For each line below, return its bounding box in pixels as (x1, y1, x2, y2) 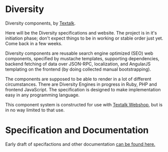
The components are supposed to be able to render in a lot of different (5, 76, 152, 82)
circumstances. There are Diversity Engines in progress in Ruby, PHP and (5, 81, 157, 87)
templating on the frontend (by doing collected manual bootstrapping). (5, 66, 151, 72)
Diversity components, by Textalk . (5, 20, 76, 26)
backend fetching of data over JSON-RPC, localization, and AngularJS (5, 61, 151, 67)
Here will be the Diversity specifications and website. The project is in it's (5, 30, 157, 36)
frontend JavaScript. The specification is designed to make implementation (5, 86, 161, 92)
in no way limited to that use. (5, 107, 65, 113)
